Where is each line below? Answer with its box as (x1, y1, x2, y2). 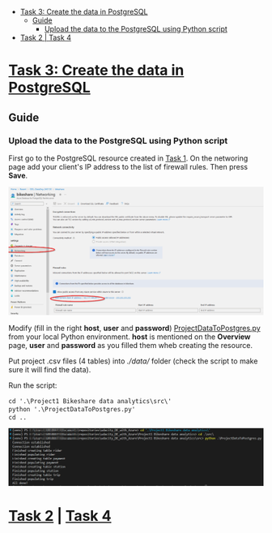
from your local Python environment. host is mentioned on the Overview (8, 332, 251, 342)
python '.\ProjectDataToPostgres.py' (8, 406, 136, 414)
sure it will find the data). (8, 365, 91, 375)
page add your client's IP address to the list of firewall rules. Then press (8, 161, 249, 171)
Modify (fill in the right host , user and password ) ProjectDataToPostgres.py (8, 324, 261, 333)
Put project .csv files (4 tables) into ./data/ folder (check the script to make (8, 356, 258, 366)
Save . (8, 170, 28, 180)
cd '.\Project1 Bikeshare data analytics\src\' (8, 398, 172, 406)
